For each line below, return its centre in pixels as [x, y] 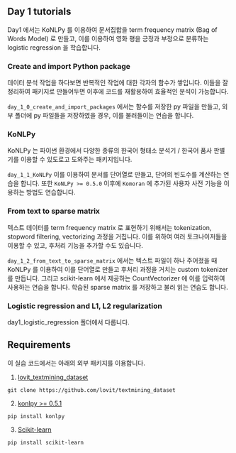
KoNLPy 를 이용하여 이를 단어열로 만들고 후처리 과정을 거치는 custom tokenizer [118, 269]
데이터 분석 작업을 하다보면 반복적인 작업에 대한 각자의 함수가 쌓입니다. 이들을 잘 [118, 83]
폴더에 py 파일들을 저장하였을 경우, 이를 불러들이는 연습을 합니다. [104, 116]
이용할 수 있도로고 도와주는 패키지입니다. [76, 160]
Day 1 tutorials [39, 12]
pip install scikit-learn [45, 442]
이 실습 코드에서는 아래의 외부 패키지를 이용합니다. [77, 363]
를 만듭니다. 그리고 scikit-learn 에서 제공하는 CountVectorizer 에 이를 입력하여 [116, 278]
